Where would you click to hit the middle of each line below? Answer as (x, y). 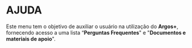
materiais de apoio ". (31, 39)
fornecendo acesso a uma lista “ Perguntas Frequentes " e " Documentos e (96, 32)
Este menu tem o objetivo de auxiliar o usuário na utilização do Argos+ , (92, 26)
